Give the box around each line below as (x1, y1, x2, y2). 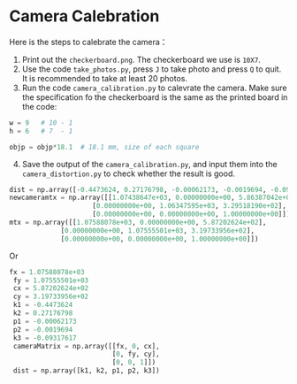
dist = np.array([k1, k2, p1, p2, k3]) (12, 366, 161, 375)
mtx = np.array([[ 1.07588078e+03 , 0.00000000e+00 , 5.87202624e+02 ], (9, 219, 267, 227)
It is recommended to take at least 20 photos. (21, 73, 188, 83)
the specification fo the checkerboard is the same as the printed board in (21, 91, 288, 103)
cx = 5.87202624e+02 (12, 284, 89, 293)
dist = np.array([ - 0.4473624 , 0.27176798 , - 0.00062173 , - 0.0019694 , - (9, 185, 275, 194)
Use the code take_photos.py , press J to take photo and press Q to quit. (21, 64, 282, 74)
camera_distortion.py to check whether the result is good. (21, 168, 236, 179)
